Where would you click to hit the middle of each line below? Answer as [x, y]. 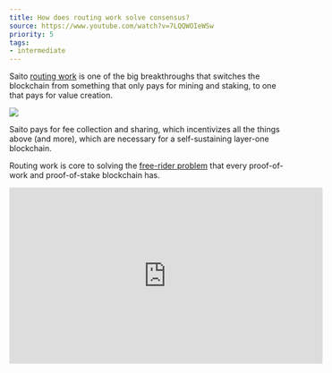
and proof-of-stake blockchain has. [95, 175]
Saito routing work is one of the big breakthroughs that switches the [135, 76]
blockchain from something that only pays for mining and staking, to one [143, 86]
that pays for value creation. [61, 96]
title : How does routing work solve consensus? [100, 17]
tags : [19, 42]
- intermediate [38, 51]
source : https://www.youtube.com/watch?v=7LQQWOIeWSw [112, 26]
